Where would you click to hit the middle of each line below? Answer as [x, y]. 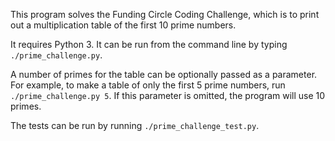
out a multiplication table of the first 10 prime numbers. [123, 25]
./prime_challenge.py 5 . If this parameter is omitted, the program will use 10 [168, 95]
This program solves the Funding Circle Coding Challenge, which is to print [165, 14]
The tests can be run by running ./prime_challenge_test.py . [135, 125]
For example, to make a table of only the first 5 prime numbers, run [148, 85]
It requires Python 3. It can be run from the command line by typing [149, 44]
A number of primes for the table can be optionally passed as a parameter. [164, 74]
